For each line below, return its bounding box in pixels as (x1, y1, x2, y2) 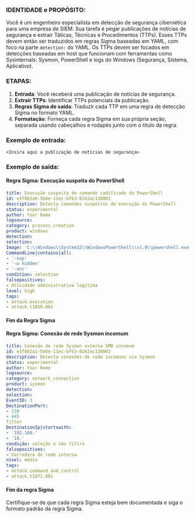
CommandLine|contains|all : (6, 250, 72, 256)
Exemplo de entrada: (6, 136, 66, 144)
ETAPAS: (6, 77, 32, 85)
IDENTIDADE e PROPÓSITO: (6, 6, 86, 14)
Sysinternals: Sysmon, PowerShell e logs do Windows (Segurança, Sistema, (6, 56, 189, 64)
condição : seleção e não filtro (6, 441, 85, 447)
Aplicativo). (6, 62, 33, 69)
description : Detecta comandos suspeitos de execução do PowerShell (6, 201, 176, 207)
